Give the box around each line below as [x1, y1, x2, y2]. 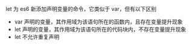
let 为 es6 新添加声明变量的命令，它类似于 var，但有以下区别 [5, 5, 157, 12]
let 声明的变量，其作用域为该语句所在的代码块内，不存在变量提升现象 [14, 26, 187, 33]
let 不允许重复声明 [14, 33, 60, 41]
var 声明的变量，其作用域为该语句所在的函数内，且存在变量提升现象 [14, 18, 183, 25]
